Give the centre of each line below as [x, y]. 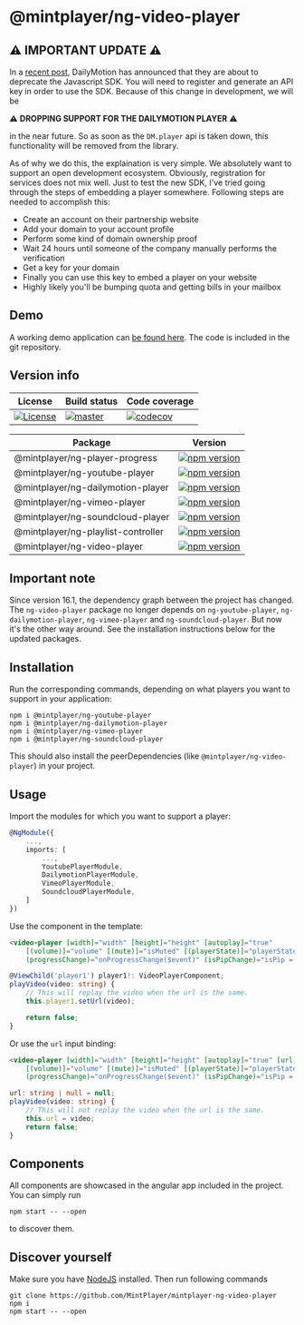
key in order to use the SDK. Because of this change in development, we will [152, 91]
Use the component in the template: [76, 926]
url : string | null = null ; [62, 1094]
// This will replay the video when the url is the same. [137, 993]
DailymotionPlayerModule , [91, 875]
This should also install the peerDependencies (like [104, 756]
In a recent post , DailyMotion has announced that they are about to [134, 72]
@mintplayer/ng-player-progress [86, 457]
